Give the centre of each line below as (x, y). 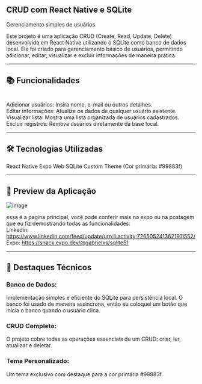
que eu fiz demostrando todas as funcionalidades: (69, 224)
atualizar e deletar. (29, 345)
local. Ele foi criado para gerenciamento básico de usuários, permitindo (95, 49)
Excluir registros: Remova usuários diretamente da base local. (83, 123)
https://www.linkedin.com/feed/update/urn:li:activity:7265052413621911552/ (101, 237)
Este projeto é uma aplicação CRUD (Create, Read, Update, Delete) (89, 36)
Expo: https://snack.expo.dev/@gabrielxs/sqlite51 (68, 243)
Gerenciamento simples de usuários (51, 24)
